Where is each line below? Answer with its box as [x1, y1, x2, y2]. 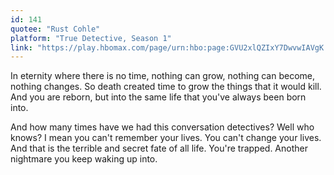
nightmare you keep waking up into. [10, 153, 158, 165]
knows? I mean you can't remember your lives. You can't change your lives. [10, 132, 322, 144]
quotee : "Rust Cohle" [10, 24, 101, 34]
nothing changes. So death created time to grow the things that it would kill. [10, 81, 322, 93]
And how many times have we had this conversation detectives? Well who [10, 121, 315, 133]
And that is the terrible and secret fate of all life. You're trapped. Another [10, 142, 308, 155]
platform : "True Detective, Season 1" [10, 33, 172, 43]
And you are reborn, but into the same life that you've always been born [10, 91, 307, 103]
